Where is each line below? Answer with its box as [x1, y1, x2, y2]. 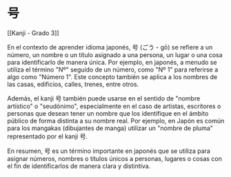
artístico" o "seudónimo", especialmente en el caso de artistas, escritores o [7, 102, 221, 110]
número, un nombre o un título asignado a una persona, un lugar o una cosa [7, 50, 223, 59]
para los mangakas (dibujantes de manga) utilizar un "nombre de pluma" [7, 124, 214, 132]
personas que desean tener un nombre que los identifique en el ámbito [7, 109, 209, 117]
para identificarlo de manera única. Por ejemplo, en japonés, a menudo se [7, 58, 217, 66]
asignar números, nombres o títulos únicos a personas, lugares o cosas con [7, 154, 222, 163]
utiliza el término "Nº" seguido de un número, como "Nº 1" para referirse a [7, 65, 219, 74]
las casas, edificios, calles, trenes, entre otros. [7, 80, 139, 88]
